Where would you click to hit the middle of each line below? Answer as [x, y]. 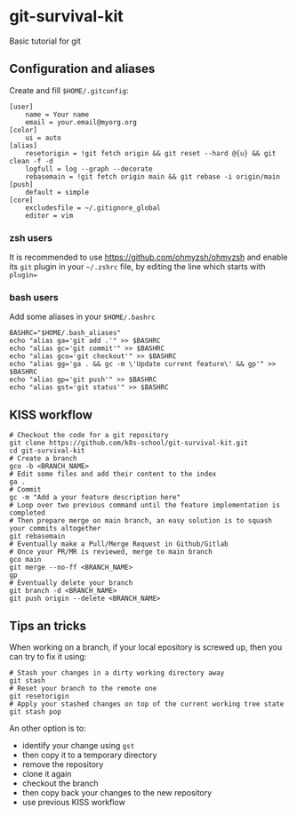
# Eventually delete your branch [71, 583]
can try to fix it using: [48, 656]
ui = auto [44, 138]
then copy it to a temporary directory [89, 755]
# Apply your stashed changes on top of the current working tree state [147, 704]
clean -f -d [31, 161]
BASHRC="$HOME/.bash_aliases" [65, 333]
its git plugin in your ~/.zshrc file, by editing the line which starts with [137, 267]
